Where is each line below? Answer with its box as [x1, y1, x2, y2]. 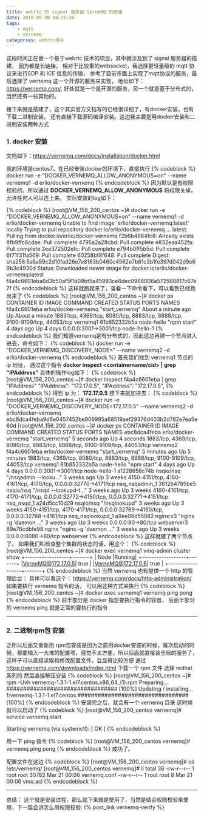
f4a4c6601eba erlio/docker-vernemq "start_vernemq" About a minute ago [6, 306, 191, 313]
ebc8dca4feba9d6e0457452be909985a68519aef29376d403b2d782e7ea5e [6, 415, 198, 423]
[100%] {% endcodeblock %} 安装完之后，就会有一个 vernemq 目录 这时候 [6, 699, 193, 706]
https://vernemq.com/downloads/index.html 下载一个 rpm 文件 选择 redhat [6, 664, 192, 671]
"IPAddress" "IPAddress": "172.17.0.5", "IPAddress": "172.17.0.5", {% [6, 382, 174, 389]
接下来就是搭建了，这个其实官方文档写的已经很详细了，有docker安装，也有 [6, 106, 194, 112]
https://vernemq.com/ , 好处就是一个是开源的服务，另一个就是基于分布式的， [6, 85, 197, 92]
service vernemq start [6, 713, 62, 720]
